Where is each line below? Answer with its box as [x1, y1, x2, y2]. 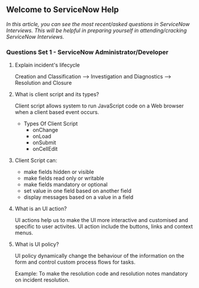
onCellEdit [32, 145, 58, 153]
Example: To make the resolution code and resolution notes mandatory [14, 270, 188, 277]
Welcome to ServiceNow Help [6, 5, 119, 15]
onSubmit [32, 139, 56, 146]
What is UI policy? [14, 240, 59, 248]
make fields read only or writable [23, 175, 105, 182]
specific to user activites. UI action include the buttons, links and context [14, 223, 193, 230]
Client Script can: [14, 157, 58, 164]
